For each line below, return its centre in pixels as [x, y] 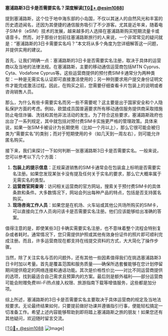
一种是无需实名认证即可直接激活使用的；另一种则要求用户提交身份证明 [86, 79]
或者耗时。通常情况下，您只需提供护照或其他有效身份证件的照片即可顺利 [84, 234]
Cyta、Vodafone [22, 73]
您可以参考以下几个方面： [31, 157]
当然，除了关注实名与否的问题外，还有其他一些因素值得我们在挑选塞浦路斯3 [83, 258]
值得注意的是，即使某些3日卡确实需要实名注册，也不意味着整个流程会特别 [81, 228]
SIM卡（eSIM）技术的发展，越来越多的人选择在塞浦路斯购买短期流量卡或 [84, 31]
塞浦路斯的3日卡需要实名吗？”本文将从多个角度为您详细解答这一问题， [88, 44]
